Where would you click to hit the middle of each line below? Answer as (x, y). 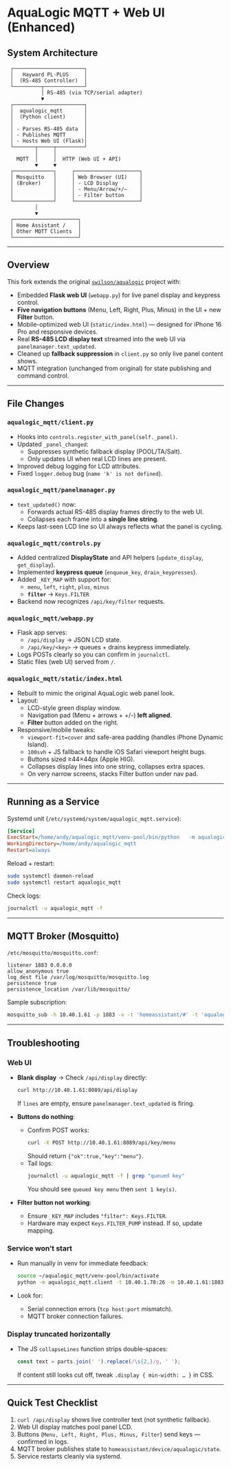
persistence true (32, 984)
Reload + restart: (31, 863)
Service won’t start (40, 1248)
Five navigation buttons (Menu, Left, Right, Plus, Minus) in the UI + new (119, 310)
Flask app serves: (42, 633)
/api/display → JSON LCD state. (74, 640)
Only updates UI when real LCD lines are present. (97, 458)
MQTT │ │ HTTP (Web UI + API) (69, 159)
